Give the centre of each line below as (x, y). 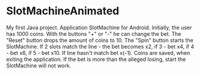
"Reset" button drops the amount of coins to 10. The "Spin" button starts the (100, 40)
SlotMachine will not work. (39, 65)
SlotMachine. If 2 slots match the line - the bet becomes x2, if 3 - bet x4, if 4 (100, 47)
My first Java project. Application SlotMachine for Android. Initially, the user (99, 27)
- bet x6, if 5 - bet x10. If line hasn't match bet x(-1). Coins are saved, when (98, 53)
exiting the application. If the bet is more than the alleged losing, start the (96, 59)
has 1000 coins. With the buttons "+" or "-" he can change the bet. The (94, 33)
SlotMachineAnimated (63, 11)
